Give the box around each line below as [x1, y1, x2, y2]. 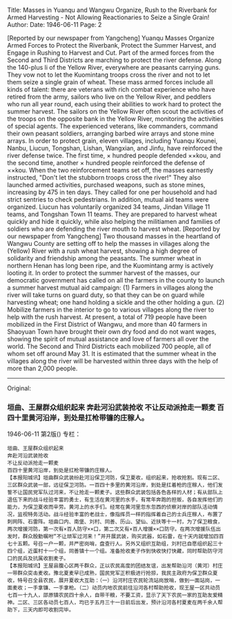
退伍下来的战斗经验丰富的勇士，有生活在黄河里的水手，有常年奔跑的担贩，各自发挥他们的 [7, 497, 223, 504]
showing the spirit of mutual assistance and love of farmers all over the [7, 335, 209, 343]
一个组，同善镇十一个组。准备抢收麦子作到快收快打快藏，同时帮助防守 [48, 548, 218, 555]
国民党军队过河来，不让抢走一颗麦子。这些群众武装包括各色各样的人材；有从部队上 [22, 489, 223, 496]
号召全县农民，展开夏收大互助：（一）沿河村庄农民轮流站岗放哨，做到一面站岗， [22, 577, 215, 584]
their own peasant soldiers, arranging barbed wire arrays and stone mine [7, 129, 215, 137]
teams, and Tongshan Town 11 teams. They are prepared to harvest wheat [7, 210, 217, 218]
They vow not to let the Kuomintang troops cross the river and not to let [7, 70, 211, 79]
